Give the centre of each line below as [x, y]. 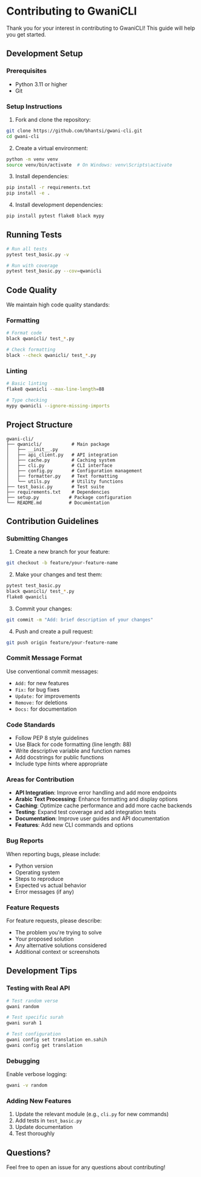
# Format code [24, 333]
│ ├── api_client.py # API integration [62, 455]
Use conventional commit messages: [53, 671]
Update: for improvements [47, 696]
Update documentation [44, 1127]
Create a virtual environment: [51, 148]
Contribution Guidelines [53, 521]
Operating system [37, 872]
